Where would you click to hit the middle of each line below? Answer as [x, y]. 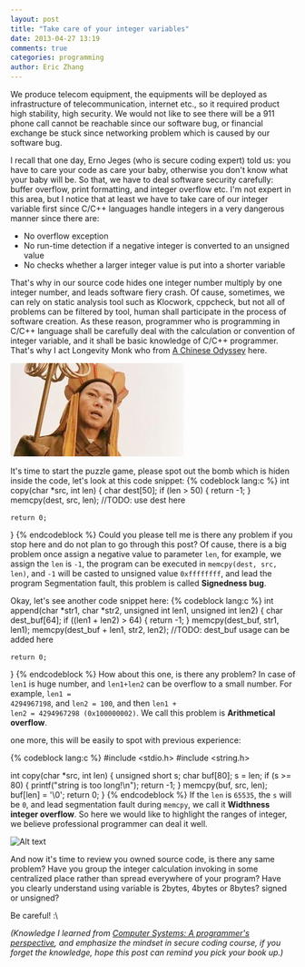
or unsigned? [35, 898]
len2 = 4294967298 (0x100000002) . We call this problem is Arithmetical [143, 713]
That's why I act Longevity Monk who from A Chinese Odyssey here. [139, 350]
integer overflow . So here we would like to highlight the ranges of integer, [149, 814]
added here [32, 639]
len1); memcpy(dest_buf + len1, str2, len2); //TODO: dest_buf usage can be [150, 630]
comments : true [39, 48]
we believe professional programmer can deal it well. [109, 824]
